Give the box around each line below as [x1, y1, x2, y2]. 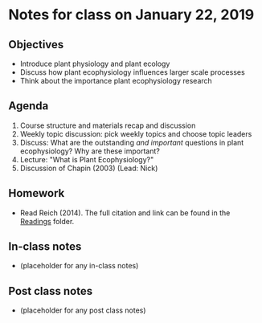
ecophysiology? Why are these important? [19, 146, 161, 156]
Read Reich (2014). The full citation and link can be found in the [19, 207, 231, 218]
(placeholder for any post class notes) [19, 305, 146, 315]
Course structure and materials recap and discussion [19, 121, 196, 130]
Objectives [8, 38, 64, 51]
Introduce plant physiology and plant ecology [19, 59, 170, 68]
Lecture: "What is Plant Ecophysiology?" [19, 154, 154, 164]
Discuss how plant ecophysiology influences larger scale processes [19, 67, 245, 77]
